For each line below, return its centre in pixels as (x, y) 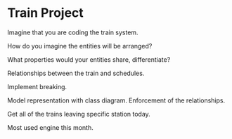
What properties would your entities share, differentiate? (89, 59)
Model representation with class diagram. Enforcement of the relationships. (116, 100)
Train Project (46, 13)
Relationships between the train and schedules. (76, 73)
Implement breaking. (37, 86)
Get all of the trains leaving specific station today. (79, 114)
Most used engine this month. (50, 127)
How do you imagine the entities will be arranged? (80, 46)
